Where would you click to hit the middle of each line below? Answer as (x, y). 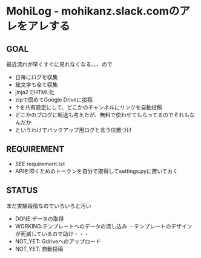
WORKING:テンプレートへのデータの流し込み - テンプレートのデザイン (104, 226)
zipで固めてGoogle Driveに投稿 (54, 100)
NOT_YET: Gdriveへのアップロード (58, 241)
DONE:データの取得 (39, 218)
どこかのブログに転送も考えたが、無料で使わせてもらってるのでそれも (102, 115)
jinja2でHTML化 (35, 92)
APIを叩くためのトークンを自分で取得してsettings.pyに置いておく (97, 171)
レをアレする (38, 26)
